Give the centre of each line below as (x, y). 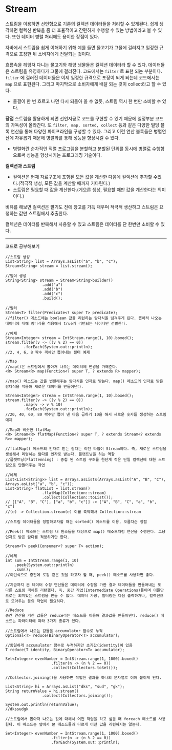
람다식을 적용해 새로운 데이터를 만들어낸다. (44, 387)
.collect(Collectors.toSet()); (84, 668)
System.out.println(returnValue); (42, 704)
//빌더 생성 (16, 276)
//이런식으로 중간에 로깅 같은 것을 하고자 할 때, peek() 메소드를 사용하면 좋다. (80, 575)
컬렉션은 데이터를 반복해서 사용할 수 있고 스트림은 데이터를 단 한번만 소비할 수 (82, 224)
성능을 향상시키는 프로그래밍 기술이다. (64, 155)
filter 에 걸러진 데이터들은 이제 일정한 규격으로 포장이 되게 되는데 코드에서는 (82, 77)
